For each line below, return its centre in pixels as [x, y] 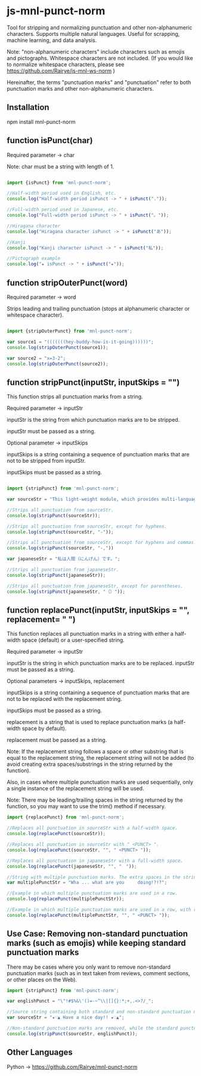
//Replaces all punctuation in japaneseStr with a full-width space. [95, 861]
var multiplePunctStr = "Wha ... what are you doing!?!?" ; [87, 883]
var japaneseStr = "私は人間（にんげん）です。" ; [64, 559]
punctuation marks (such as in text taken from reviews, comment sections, [98, 973]
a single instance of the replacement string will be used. [75, 789]
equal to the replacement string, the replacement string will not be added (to [101, 758]
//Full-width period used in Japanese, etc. [63, 210]
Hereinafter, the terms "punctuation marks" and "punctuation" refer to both [99, 82]
